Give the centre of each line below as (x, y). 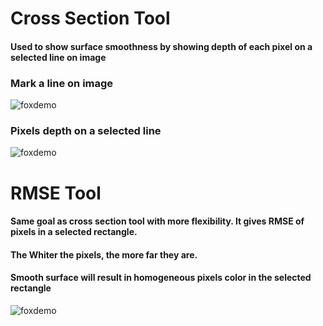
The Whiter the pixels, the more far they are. (104, 254)
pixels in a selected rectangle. (74, 232)
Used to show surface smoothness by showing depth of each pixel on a (161, 46)
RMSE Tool (56, 193)
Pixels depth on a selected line (86, 130)
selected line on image (58, 57)
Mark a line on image (62, 83)
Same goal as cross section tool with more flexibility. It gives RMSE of (157, 221)
